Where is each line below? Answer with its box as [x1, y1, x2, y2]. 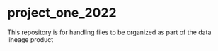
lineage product [7, 35, 54, 43]
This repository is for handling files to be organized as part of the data [7, 28, 212, 36]
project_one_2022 [7, 5, 117, 21]
